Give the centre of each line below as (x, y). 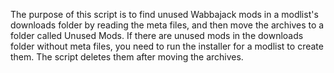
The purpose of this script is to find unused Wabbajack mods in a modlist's (164, 14)
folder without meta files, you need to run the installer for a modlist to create (167, 46)
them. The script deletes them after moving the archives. (127, 57)
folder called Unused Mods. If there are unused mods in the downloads (157, 35)
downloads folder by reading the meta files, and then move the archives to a (167, 25)
